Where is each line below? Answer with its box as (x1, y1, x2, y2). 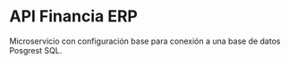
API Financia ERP (9, 6, 139, 27)
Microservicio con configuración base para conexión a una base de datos (9, 36, 281, 46)
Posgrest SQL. (9, 45, 63, 55)
